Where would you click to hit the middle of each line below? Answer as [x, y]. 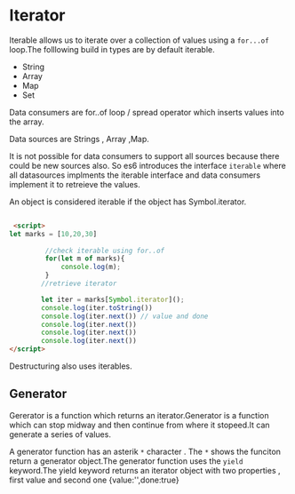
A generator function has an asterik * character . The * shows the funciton [145, 451]
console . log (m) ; [91, 267]
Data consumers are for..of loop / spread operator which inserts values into [147, 112]
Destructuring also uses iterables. [71, 366]
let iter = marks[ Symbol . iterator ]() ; [113, 299]
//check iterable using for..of [105, 251]
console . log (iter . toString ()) [97, 307]
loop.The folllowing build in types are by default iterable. [112, 49]
